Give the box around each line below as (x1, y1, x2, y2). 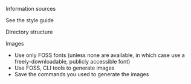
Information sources (5, 5, 56, 12)
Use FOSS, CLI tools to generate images (14, 64, 115, 71)
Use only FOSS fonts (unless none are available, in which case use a (14, 52, 185, 59)
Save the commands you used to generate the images (14, 71, 149, 77)
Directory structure (5, 28, 53, 35)
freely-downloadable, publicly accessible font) (14, 58, 131, 65)
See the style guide (5, 17, 54, 23)
